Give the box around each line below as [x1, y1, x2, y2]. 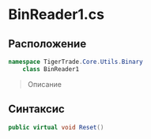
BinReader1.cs [8, 6, 105, 24]
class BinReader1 [22, 65, 80, 73]
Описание [27, 79, 62, 88]
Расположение [8, 37, 87, 51]
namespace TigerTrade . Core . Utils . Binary [8, 58, 144, 66]
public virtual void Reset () [8, 123, 104, 131]
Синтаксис [8, 103, 65, 116]
